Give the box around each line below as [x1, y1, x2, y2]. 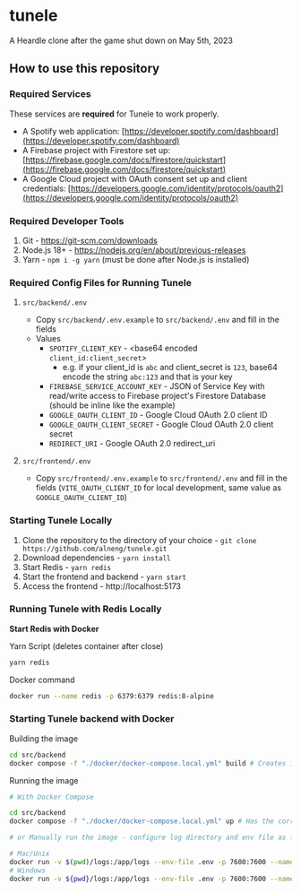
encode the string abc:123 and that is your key [62, 371, 233, 382]
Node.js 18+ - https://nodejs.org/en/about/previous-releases [21, 244, 246, 255]
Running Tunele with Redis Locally [9, 602, 162, 615]
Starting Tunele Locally [9, 515, 113, 527]
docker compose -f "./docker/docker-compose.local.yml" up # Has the [9, 817, 275, 826]
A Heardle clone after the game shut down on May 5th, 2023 [9, 35, 233, 46]
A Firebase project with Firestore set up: [21, 144, 171, 155]
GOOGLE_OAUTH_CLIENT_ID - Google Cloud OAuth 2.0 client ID [48, 410, 268, 420]
